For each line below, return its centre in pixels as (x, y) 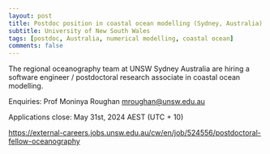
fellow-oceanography (45, 141)
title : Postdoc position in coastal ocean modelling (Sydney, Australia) (136, 23)
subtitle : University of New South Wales (79, 31)
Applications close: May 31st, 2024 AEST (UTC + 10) (96, 117)
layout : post (30, 16)
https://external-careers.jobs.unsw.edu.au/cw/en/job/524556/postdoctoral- (135, 133)
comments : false (36, 46)
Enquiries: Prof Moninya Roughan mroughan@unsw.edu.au (107, 102)
